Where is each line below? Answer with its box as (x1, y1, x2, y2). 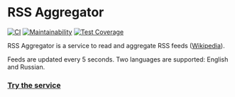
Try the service (7, 80, 61, 90)
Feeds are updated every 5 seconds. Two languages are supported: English (7, 55, 229, 64)
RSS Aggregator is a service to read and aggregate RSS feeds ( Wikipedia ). (7, 41, 225, 50)
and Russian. (7, 62, 45, 71)
